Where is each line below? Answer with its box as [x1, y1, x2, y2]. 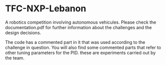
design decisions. [5, 30, 41, 35]
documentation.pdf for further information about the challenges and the [5, 24, 152, 30]
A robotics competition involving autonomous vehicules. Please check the [5, 19, 157, 25]
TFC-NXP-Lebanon [5, 3, 86, 14]
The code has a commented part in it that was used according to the [5, 39, 146, 45]
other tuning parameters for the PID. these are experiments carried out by [5, 50, 156, 56]
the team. [5, 55, 25, 61]
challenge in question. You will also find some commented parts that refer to [5, 44, 162, 50]
